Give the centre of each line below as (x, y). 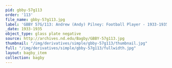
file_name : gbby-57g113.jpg (35, 19)
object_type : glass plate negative (43, 34)
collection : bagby (25, 58)
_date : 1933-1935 (24, 29)
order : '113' (19, 15)
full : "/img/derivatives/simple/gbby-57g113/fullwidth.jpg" (71, 48)
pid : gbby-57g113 (24, 10)
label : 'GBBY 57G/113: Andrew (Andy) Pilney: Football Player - (75, 24)
